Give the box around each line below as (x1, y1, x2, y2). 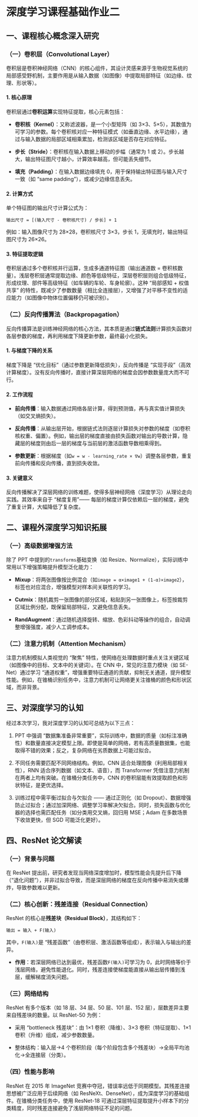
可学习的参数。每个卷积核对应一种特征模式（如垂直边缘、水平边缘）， (14, 128, 183, 135)
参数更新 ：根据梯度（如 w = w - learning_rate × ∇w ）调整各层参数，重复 (14, 452, 192, 459)
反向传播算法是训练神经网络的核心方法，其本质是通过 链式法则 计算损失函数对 (6, 325, 192, 332)
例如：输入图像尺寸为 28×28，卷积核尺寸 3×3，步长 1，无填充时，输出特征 (6, 228, 189, 235)
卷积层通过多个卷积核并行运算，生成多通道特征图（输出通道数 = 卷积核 (6, 264, 178, 272)
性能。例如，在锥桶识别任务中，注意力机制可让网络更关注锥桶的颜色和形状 (6, 676, 187, 684)
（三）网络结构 (6, 990, 49, 998)
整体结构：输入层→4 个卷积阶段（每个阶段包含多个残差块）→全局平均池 (14, 1044, 190, 1051)
